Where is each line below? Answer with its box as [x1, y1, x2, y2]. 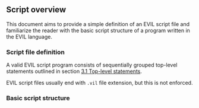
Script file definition [6, 47, 65, 56]
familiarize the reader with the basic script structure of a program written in [6, 27, 190, 34]
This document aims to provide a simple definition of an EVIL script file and [6, 20, 190, 27]
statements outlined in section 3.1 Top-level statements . [6, 68, 143, 75]
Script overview [6, 5, 67, 15]
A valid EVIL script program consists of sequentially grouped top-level [6, 62, 178, 69]
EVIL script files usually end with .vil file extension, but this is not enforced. [6, 80, 193, 87]
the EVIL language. [6, 33, 52, 40]
